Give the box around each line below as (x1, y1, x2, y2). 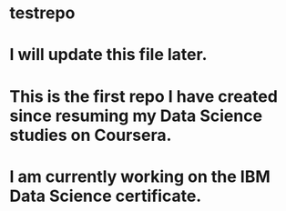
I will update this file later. (9, 45, 208, 65)
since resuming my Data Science (9, 105, 262, 126)
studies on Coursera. (9, 125, 172, 146)
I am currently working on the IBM (9, 166, 271, 186)
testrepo (9, 3, 76, 24)
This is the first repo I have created (9, 85, 278, 106)
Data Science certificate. (9, 186, 202, 206)
